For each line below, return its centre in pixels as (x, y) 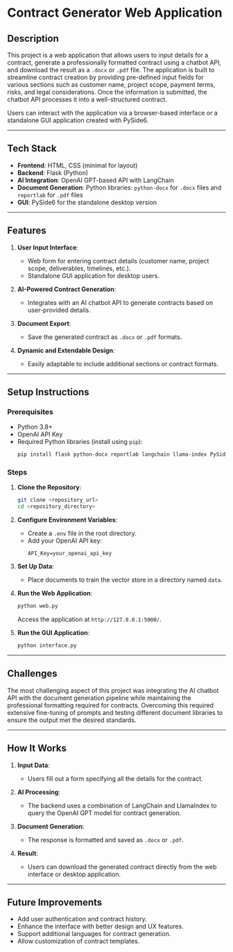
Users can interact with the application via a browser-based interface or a (113, 113)
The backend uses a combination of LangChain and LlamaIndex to (122, 805)
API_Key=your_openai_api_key (70, 554)
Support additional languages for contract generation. (94, 934)
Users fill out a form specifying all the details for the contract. (115, 778)
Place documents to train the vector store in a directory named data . (125, 580)
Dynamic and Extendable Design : (66, 350)
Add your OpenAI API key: (65, 541)
